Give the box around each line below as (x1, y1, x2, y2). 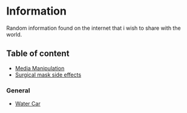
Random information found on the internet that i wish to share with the (6, 24, 181, 32)
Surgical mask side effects (15, 71, 82, 78)
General (6, 86, 30, 95)
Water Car (15, 100, 41, 108)
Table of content (6, 49, 70, 59)
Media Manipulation (15, 64, 65, 72)
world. (6, 30, 22, 38)
